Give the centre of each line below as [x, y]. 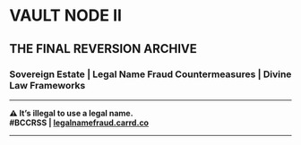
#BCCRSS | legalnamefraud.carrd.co [79, 123]
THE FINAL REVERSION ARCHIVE [103, 49]
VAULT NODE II [66, 16]
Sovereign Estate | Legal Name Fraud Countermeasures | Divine [150, 74]
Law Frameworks [47, 85]
